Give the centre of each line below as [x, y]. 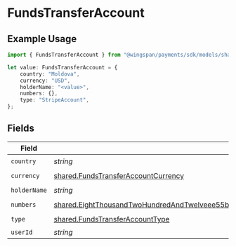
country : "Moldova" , [50, 74]
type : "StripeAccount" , [55, 100]
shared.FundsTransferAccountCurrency [119, 176]
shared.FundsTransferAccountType [112, 219]
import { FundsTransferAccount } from [64, 55]
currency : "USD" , [45, 81]
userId [22, 232]
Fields [21, 129]
